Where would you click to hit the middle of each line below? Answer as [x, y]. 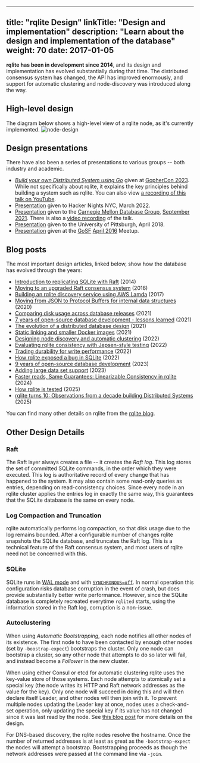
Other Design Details [46, 432]
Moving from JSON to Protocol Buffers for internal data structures [96, 301]
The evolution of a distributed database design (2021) [81, 326]
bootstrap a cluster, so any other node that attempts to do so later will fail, [97, 655]
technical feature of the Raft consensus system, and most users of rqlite [95, 548]
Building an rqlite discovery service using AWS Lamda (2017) [89, 295]
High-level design [40, 109]
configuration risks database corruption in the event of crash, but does [93, 588]
